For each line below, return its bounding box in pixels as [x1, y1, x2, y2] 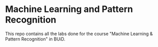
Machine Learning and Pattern [5, 3, 133, 15]
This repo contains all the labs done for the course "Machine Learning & [5, 30, 153, 36]
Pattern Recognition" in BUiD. [5, 36, 66, 42]
